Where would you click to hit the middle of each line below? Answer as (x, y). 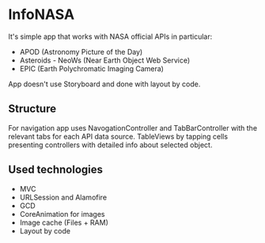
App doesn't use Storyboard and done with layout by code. (104, 84)
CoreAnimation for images (62, 214)
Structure (32, 109)
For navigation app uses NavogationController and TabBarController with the (133, 127)
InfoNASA (42, 15)
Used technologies (56, 170)
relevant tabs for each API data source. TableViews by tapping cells (118, 136)
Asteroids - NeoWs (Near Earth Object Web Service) (105, 60)
